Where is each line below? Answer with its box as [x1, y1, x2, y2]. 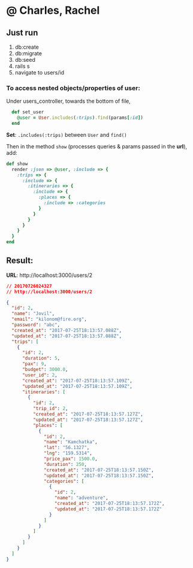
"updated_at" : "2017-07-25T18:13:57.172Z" [54, 506, 162, 512]
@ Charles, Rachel [6, 4, 100, 17]
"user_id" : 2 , [22, 372, 58, 378]
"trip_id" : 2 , [32, 406, 68, 412]
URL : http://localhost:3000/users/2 [6, 271, 93, 279]
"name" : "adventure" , [54, 495, 109, 501]
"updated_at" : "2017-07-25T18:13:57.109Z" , [22, 383, 133, 389]
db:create [14, 43, 39, 50]
